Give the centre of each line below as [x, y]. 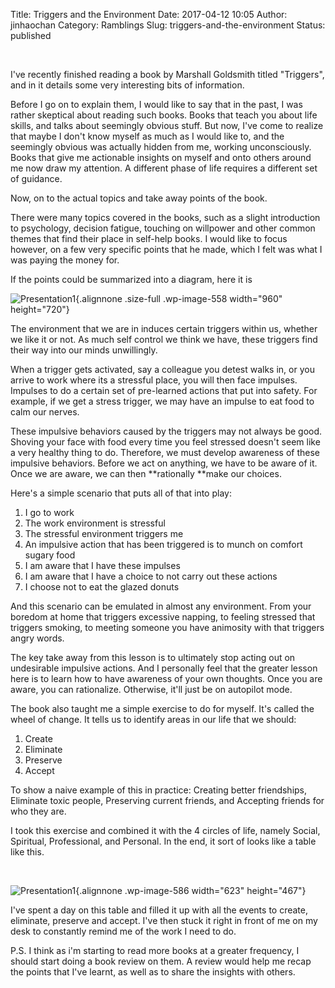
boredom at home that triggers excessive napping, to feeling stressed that [163, 617]
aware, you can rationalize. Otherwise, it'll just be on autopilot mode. [151, 689]
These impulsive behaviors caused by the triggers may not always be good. [166, 431]
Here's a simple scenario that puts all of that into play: [121, 493]
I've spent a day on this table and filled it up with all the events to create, [159, 910]
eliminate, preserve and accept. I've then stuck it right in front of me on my [164, 920]
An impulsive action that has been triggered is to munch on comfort [163, 544]
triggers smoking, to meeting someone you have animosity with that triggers [167, 627]
